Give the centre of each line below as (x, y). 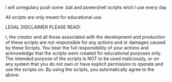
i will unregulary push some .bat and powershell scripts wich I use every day (86, 7)
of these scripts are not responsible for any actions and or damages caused (85, 42)
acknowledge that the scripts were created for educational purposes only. (83, 53)
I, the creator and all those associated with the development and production (85, 37)
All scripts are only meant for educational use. (54, 17)
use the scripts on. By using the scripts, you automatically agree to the (80, 69)
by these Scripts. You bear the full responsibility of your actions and (77, 48)
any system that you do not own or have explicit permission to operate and (84, 64)
